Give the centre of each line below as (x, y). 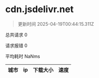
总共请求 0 (16, 34)
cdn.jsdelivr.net (40, 9)
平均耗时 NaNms (23, 56)
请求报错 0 (16, 45)
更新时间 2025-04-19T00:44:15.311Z (56, 24)
